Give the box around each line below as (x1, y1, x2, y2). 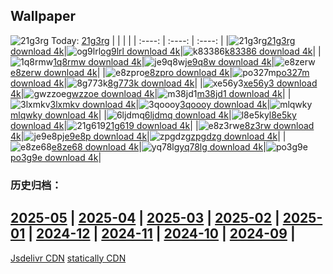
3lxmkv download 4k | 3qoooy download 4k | (49, 98, 271, 110)
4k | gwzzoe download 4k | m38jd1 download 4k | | (10, 87, 292, 99)
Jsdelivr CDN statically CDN (10, 252, 127, 264)
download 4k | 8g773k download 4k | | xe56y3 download (10, 77, 318, 89)
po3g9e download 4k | (10, 151, 102, 163)
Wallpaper (10, 8, 77, 25)
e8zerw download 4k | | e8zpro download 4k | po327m (10, 66, 310, 78)
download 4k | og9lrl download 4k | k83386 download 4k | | (10, 45, 322, 57)
